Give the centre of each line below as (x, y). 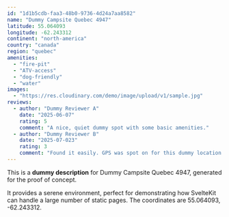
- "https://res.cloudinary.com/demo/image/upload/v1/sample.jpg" (108, 96)
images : (18, 89)
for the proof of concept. (42, 179)
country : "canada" (33, 45)
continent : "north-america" (47, 39)
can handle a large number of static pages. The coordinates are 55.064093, (114, 200)
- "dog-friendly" (38, 77)
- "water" (27, 83)
